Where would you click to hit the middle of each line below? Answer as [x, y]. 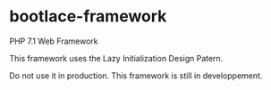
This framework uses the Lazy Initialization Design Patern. [116, 58]
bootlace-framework [88, 16]
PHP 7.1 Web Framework [54, 41]
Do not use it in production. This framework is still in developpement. [136, 75]
